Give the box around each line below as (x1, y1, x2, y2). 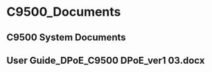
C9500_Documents (6, 4, 121, 20)
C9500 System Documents (6, 32, 126, 43)
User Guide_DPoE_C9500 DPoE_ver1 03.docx (6, 54, 205, 66)
